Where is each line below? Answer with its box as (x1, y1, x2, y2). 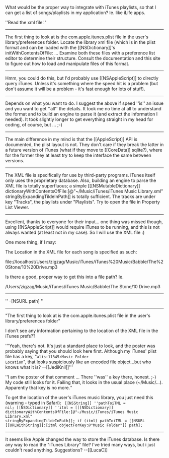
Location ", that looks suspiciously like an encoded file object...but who (5, 359, 151, 365)
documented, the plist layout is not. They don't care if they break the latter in (5, 142, 164, 148)
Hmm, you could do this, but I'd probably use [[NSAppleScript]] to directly (5, 75, 159, 81)
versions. (5, 158, 24, 163)
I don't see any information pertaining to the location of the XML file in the (5, 328, 158, 334)
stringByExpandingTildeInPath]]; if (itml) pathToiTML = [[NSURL (5, 418, 145, 423)
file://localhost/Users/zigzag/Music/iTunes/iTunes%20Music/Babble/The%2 (5, 259, 163, 265)
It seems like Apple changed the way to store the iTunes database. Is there (5, 436, 160, 442)
